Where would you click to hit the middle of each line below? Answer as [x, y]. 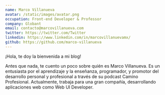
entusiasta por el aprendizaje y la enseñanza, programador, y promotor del [82, 71]
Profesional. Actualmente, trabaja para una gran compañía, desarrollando [80, 82]
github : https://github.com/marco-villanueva [53, 42]
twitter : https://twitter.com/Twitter [45, 33]
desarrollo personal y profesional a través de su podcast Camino [72, 76]
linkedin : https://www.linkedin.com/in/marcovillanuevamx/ [68, 38]
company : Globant [23, 24]
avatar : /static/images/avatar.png [42, 14]
